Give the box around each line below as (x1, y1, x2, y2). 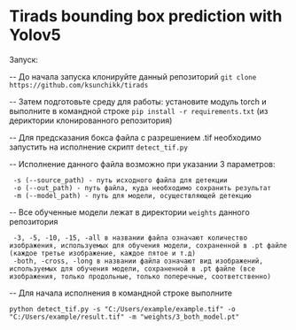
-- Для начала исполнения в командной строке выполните (9, 288, 233, 298)
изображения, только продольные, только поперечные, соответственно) (9, 272, 272, 280)
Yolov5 (9, 25, 62, 45)
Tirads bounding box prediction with (9, 6, 283, 27)
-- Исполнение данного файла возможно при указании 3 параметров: (9, 158, 276, 169)
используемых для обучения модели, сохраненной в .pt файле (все (9, 264, 255, 273)
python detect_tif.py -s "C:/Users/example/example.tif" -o (9, 304, 237, 313)
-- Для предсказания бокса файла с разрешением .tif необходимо (9, 132, 261, 142)
